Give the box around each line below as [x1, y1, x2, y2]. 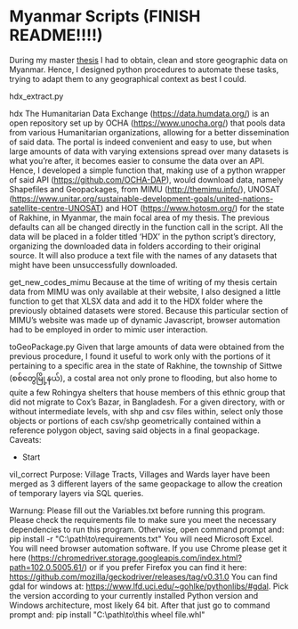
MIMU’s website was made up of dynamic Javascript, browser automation [9, 314, 280, 325]
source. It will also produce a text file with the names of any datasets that [9, 249, 278, 260]
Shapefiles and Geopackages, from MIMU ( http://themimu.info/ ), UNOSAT [9, 184, 281, 194]
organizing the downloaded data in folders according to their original [9, 241, 261, 251]
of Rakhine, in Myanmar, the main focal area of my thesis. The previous [9, 212, 270, 223]
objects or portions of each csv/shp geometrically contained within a [9, 415, 262, 426]
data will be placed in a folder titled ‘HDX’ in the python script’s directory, [9, 231, 277, 241]
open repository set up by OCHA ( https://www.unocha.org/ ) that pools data [9, 118, 286, 128]
